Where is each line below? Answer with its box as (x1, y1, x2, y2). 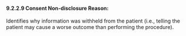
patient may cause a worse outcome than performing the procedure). (6, 24, 174, 31)
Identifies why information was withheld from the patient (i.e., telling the (6, 17, 181, 24)
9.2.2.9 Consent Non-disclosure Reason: (6, 5, 109, 12)
